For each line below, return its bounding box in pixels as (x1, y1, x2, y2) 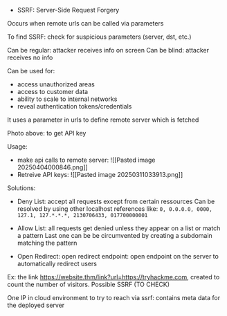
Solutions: (7, 184, 36, 192)
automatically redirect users (17, 259, 97, 268)
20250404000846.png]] (17, 163, 88, 171)
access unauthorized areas (17, 80, 95, 89)
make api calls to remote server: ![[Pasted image (17, 156, 156, 164)
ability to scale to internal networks (17, 95, 118, 103)
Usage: (7, 142, 28, 151)
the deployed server (7, 301, 65, 309)
